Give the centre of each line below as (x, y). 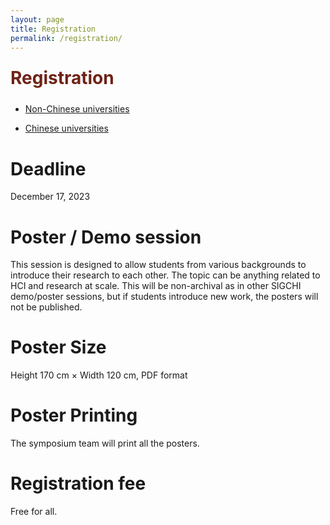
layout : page (37, 19)
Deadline (48, 168)
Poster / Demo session (106, 237)
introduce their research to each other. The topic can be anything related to (165, 275)
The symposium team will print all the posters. (105, 443)
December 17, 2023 (50, 197)
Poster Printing (74, 415)
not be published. (46, 307)
